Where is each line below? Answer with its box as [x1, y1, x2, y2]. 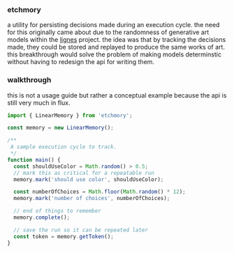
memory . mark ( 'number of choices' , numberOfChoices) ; [13, 195, 170, 202]
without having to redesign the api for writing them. [7, 58, 155, 66]
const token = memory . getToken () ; [13, 233, 114, 240]
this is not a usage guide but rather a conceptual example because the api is [7, 91, 227, 99]
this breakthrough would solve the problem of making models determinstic [7, 50, 222, 59]
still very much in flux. [7, 98, 71, 107]
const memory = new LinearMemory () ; [7, 124, 114, 132]
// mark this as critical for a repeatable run [13, 169, 155, 176]
